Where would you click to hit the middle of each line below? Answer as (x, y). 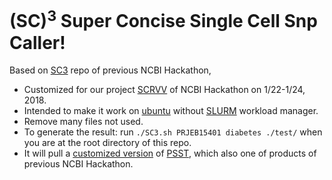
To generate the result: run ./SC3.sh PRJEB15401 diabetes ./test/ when (173, 132)
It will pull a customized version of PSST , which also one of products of (170, 153)
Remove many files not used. (83, 122)
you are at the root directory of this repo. (107, 143)
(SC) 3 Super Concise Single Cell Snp (163, 19)
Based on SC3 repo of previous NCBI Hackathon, (110, 70)
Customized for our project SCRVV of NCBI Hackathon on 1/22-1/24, (164, 90)
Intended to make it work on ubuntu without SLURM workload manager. (171, 111)
